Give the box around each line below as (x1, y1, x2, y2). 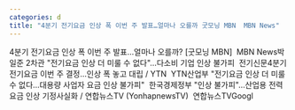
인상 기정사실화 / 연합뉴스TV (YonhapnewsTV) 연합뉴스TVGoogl (25, 90, 254, 101)
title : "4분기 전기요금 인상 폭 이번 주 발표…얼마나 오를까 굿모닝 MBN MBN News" (9, 21, 280, 30)
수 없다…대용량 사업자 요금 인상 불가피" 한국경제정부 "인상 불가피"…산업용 (9, 79, 268, 90)
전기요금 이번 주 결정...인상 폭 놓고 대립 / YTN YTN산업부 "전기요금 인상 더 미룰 (9, 68, 286, 79)
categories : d (9, 12, 62, 22)
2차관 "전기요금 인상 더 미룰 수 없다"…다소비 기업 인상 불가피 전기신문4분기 (25, 57, 287, 68)
